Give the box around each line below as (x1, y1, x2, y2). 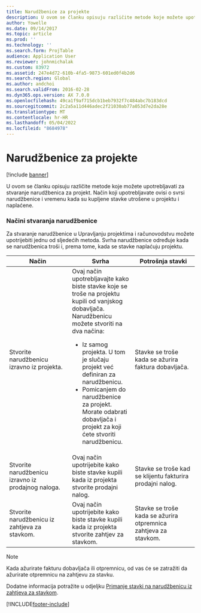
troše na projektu (72, 289, 120, 298)
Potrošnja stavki (139, 257, 187, 266)
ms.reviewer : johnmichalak (6, 59, 74, 65)
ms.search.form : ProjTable (6, 48, 74, 54)
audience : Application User (6, 53, 77, 59)
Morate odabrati (82, 408, 127, 416)
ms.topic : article (6, 31, 52, 37)
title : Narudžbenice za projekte (6, 8, 90, 15)
